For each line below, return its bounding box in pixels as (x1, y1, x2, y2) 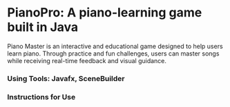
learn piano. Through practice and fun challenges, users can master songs (7, 49, 220, 58)
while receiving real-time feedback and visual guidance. (7, 56, 167, 64)
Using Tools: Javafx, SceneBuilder (7, 73, 125, 83)
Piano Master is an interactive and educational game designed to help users (7, 42, 223, 50)
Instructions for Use (7, 92, 76, 102)
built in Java (7, 19, 79, 35)
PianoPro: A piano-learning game (7, 5, 202, 21)
